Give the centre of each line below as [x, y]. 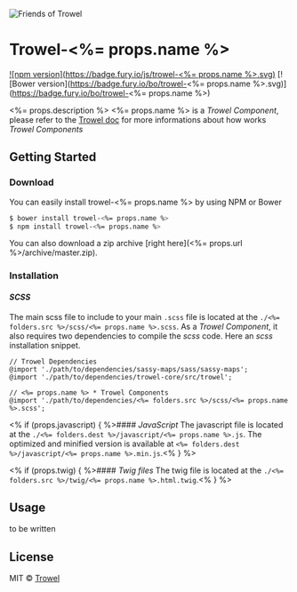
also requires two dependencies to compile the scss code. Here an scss [141, 336]
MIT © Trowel [35, 579]
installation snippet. [45, 345]
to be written [32, 529]
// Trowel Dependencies [53, 361]
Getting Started [53, 157]
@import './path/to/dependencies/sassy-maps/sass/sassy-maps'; [129, 369]
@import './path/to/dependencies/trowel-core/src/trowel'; [121, 377]
